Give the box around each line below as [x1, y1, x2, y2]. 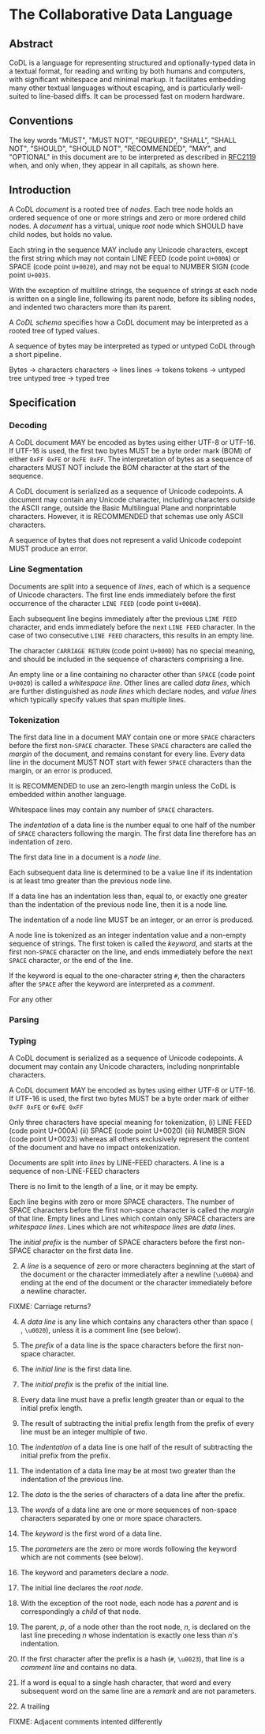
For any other [9, 994, 53, 1004]
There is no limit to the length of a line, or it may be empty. [9, 1182, 199, 1191]
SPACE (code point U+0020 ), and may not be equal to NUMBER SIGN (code [9, 261, 249, 271]
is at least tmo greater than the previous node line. [9, 875, 173, 886]
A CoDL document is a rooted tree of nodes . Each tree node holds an [9, 204, 233, 214]
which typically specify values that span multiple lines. [9, 694, 186, 704]
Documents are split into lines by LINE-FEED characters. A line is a [9, 1158, 225, 1168]
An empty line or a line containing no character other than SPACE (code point [9, 669, 256, 679]
